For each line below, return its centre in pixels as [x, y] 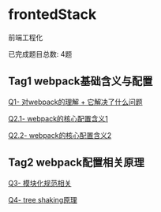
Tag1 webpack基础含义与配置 [80, 82]
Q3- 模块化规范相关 [40, 183]
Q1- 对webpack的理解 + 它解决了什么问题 [76, 102]
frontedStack [52, 15]
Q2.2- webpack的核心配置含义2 [60, 135]
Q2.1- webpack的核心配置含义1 [58, 118]
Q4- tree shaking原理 [43, 199]
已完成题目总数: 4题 [40, 54]
